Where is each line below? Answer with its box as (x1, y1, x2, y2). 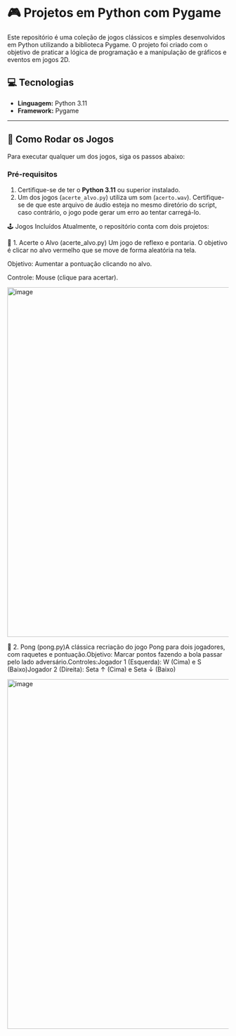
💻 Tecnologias (7, 77, 74, 89)
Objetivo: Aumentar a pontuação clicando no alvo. (7, 259, 152, 267)
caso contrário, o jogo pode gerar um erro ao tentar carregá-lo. (17, 208, 202, 216)
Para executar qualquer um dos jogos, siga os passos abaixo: (7, 152, 185, 160)
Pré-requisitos (7, 170, 58, 179)
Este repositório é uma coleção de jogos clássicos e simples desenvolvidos (7, 32, 225, 42)
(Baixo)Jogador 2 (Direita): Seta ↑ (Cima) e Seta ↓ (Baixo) (7, 665, 176, 674)
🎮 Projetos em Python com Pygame (7, 5, 221, 21)
